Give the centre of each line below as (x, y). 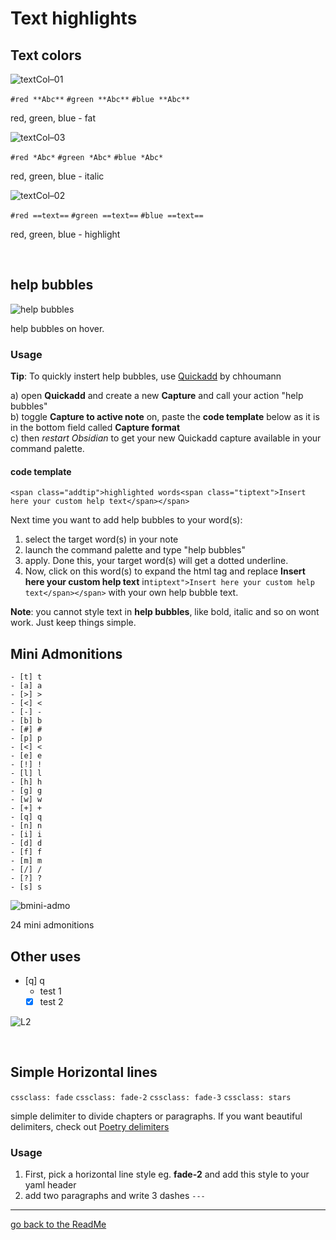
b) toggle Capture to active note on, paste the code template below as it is (165, 417)
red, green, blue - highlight (65, 234)
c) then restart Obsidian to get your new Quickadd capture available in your (166, 438)
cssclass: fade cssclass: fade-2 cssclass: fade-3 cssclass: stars (151, 1097)
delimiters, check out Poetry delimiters (90, 1126)
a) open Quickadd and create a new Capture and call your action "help (157, 396)
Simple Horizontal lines (84, 1072)
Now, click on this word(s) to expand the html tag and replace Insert (165, 571)
